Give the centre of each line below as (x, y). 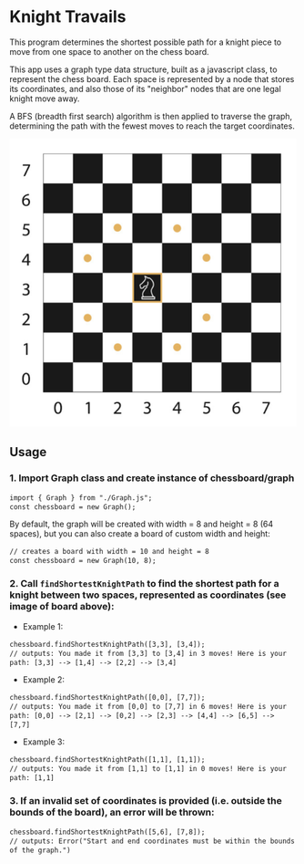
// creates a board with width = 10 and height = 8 (109, 552)
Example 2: (44, 679)
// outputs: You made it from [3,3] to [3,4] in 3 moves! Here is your (148, 653)
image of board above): (62, 607)
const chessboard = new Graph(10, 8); (83, 561)
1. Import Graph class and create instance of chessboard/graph (152, 478)
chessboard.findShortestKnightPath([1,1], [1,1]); (107, 759)
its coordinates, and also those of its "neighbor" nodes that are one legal (146, 88)
